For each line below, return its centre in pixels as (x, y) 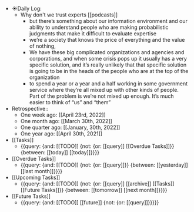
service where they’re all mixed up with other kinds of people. (104, 90)
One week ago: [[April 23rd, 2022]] (63, 115)
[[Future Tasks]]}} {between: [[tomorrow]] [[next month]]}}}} (94, 190)
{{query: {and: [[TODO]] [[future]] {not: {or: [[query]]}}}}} (90, 202)
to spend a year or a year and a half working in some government (108, 84)
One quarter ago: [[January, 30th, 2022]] (70, 127)
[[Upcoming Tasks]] (36, 177)
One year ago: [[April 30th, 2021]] (61, 134)
